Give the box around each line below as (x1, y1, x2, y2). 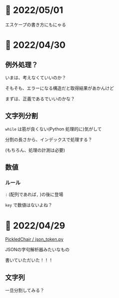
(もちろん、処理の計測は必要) (5, 147, 66, 153)
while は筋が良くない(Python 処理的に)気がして (5, 126, 102, 132)
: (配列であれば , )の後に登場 (5, 191, 64, 197)
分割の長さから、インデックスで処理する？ (5, 137, 93, 143)
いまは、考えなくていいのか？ (5, 74, 66, 80)
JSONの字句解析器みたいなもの (5, 247, 70, 253)
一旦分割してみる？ (5, 288, 45, 294)
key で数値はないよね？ (5, 202, 53, 208)
